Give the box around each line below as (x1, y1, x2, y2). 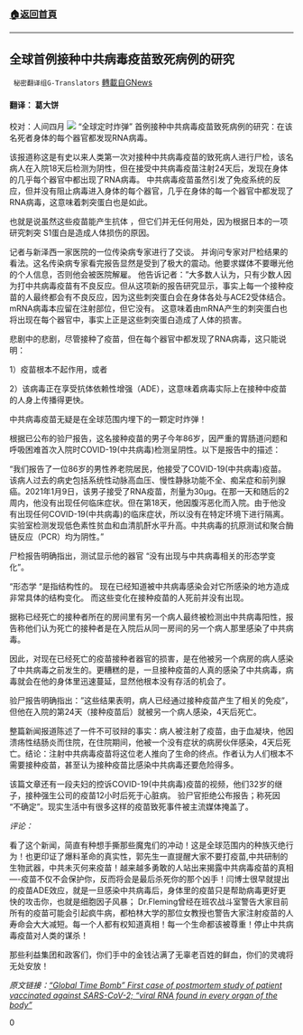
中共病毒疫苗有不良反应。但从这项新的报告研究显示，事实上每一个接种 (24, 280, 286, 291)
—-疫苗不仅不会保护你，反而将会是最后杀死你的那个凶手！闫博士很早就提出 (9, 874, 290, 885)
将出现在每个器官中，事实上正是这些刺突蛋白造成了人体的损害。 (9, 315, 246, 325)
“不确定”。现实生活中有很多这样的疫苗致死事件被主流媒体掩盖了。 (9, 802, 254, 813)
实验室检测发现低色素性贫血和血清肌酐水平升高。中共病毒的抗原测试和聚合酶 (9, 520, 294, 531)
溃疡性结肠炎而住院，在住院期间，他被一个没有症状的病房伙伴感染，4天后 (9, 737, 284, 748)
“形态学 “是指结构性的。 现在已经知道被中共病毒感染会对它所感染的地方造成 (9, 581, 290, 592)
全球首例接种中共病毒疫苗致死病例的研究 (9, 52, 234, 67)
